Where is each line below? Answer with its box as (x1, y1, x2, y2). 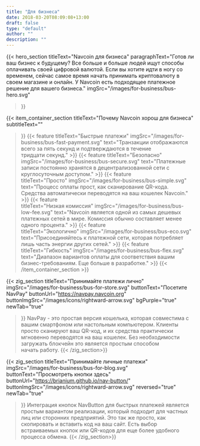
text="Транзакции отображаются (103, 139, 188, 145)
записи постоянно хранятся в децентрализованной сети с (20, 164, 170, 171)
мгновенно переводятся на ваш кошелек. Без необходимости (20, 333, 180, 341)
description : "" (6, 37, 47, 43)
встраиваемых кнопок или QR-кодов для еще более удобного (20, 427, 180, 434)
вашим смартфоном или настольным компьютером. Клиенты (20, 321, 179, 328)
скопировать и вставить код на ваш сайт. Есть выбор (20, 420, 158, 427)
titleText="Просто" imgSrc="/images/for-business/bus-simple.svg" (20, 177, 187, 184)
